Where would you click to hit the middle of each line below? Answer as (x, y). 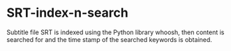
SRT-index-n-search (67, 13)
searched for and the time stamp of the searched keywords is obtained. (109, 39)
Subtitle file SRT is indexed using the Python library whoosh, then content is (115, 32)
